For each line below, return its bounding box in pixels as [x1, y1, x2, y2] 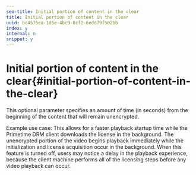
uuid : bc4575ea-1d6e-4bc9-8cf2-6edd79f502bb [6, 20, 118, 26]
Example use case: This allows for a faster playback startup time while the [6, 124, 188, 131]
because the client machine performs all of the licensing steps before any [6, 155, 186, 163]
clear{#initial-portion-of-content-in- [6, 75, 191, 88]
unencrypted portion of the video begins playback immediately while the [6, 137, 184, 144]
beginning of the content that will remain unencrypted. [6, 113, 140, 120]
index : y [6, 25, 28, 31]
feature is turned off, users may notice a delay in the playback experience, [6, 149, 188, 157]
